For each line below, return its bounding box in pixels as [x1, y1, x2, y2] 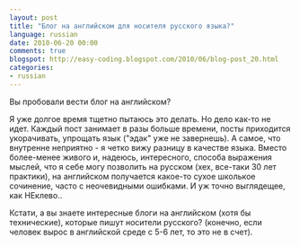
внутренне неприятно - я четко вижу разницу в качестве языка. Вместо [9, 142, 287, 153]
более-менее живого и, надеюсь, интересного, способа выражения [9, 152, 272, 163]
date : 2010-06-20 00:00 [9, 38, 99, 48]
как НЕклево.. [9, 189, 63, 200]
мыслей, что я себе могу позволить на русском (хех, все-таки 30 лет [9, 161, 277, 171]
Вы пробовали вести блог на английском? [9, 96, 171, 107]
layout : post [9, 13, 58, 22]
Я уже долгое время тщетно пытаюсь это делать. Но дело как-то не [9, 113, 271, 124]
